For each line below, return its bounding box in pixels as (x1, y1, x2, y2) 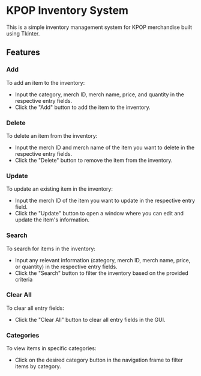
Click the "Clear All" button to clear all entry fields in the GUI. (14, 316, 166, 323)
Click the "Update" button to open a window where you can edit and (14, 210, 184, 217)
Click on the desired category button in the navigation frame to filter (14, 356, 183, 364)
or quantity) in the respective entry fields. (14, 263, 118, 270)
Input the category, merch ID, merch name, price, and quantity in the (14, 91, 184, 98)
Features (6, 48, 40, 58)
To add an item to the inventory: (6, 79, 85, 86)
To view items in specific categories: (6, 345, 97, 352)
